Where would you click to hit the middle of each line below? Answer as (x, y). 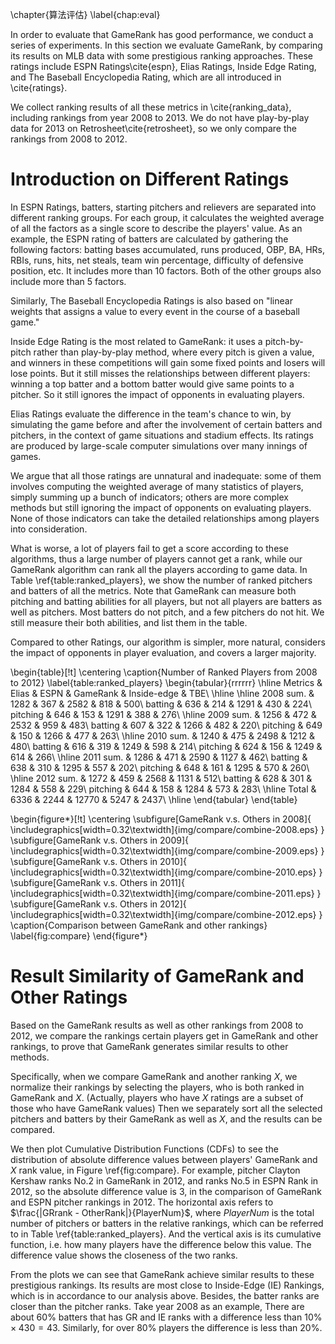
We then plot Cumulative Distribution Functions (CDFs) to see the (144, 1149)
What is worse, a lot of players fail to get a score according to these (149, 548)
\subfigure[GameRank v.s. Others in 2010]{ (98, 861)
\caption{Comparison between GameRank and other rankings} (139, 925)
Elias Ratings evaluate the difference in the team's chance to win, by (151, 414)
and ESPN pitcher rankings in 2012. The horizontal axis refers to (142, 1202)
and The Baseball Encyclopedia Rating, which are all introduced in (146, 77)
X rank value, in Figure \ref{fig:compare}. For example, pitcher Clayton (155, 1170)
